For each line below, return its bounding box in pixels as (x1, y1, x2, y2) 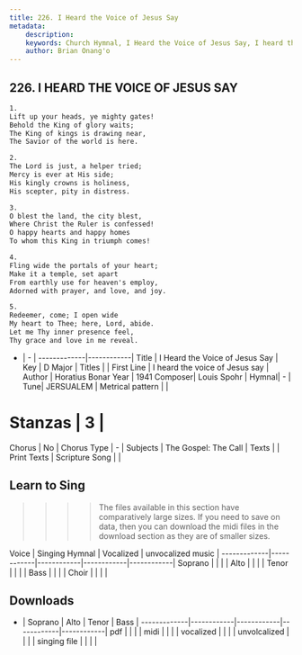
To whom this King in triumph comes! (9, 237, 151, 246)
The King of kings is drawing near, (9, 129, 147, 138)
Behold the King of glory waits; (9, 121, 135, 130)
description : (25, 30, 75, 39)
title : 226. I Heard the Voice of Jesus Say (9, 13, 179, 22)
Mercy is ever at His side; (9, 170, 115, 180)
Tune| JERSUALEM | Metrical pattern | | (22, 381, 169, 391)
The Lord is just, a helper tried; (9, 162, 143, 171)
